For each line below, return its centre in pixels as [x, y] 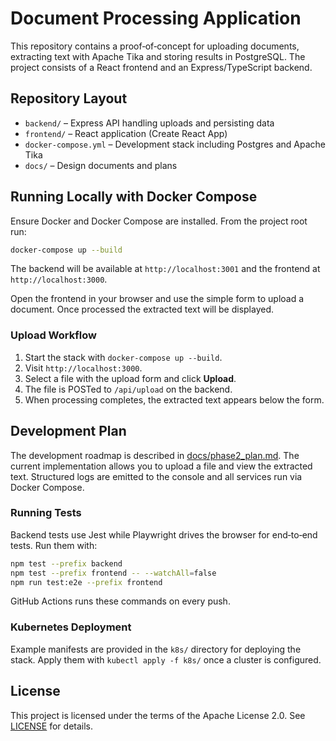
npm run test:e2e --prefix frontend [86, 582]
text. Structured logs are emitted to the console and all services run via [156, 476]
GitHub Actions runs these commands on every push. [120, 601]
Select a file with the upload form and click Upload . [130, 378]
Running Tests [46, 513]
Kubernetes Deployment [71, 627]
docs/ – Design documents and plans [101, 165]
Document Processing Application [156, 18]
